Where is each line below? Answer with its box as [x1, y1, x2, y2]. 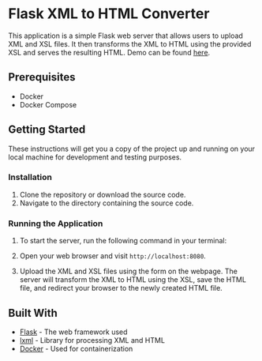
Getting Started [8, 123, 86, 137]
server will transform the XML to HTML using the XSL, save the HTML [19, 275, 247, 284]
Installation [8, 171, 53, 182]
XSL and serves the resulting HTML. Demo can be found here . [8, 47, 211, 57]
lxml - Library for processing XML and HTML [19, 335, 166, 344]
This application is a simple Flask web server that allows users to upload [8, 31, 243, 40]
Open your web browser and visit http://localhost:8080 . [19, 251, 207, 261]
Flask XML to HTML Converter [8, 5, 210, 23]
